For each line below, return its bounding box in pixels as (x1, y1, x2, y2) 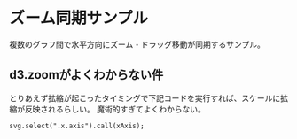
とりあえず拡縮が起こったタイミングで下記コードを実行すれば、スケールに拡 (9, 92, 289, 103)
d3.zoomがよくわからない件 (9, 67, 164, 82)
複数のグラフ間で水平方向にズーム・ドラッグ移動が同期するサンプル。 (9, 39, 266, 50)
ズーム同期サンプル (9, 8, 149, 28)
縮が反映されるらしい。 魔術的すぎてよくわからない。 (9, 104, 206, 114)
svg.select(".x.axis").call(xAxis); (9, 121, 145, 130)
